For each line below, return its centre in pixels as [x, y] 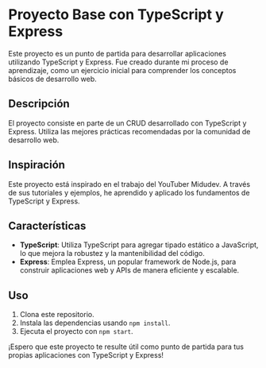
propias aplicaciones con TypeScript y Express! [86, 355]
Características [47, 225]
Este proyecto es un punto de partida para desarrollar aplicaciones [117, 53]
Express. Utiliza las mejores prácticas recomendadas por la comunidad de [129, 131]
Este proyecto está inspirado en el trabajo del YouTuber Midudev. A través [129, 184]
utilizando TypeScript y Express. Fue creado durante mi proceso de [118, 62]
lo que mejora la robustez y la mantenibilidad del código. [112, 254]
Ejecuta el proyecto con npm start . [76, 331]
